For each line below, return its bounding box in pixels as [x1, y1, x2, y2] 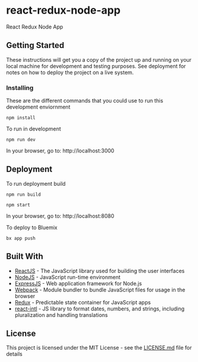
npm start [6, 202, 31, 208]
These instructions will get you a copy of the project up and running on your [6, 56, 191, 63]
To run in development [6, 125, 61, 132]
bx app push [6, 235, 36, 241]
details [6, 351, 23, 358]
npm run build [6, 191, 41, 198]
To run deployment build [6, 180, 66, 187]
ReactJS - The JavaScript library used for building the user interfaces [14, 267, 185, 274]
